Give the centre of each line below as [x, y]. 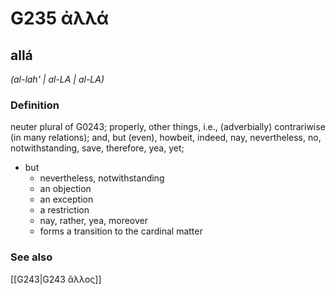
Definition [35, 105]
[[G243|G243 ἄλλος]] [56, 279]
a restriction [64, 210]
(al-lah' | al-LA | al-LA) [57, 79]
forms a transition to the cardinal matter [121, 231]
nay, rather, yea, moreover [93, 221]
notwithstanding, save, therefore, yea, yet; [97, 148]
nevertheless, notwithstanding [102, 178]
